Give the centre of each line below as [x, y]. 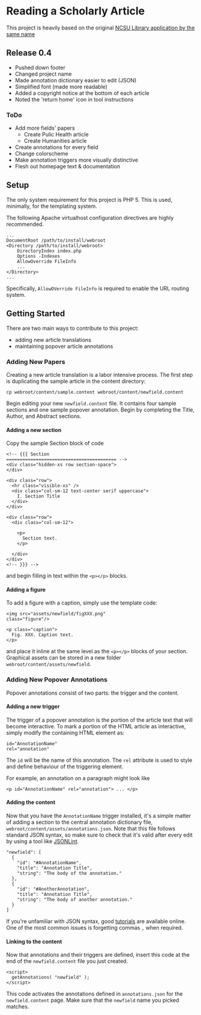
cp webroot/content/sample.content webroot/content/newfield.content [95, 392]
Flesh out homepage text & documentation [67, 166]
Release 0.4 [29, 53]
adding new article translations [53, 340]
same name [21, 34]
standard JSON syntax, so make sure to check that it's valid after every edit [100, 835]
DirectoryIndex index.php [49, 251]
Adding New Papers [36, 362]
